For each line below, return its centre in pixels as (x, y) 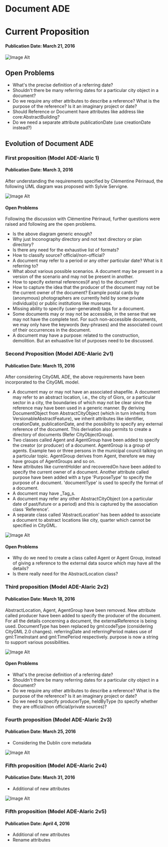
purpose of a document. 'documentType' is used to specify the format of (88, 483)
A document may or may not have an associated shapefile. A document (86, 392)
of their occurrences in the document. (52, 330)
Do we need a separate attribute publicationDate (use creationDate (82, 122)
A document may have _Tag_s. (44, 494)
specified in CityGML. (35, 525)
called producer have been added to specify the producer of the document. (83, 615)
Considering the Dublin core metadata (52, 742)
